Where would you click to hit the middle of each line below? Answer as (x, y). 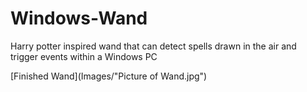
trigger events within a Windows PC (84, 56)
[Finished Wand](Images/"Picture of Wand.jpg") (109, 76)
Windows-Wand (79, 18)
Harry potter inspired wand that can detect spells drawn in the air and (153, 46)
